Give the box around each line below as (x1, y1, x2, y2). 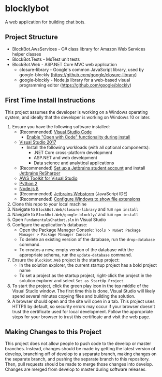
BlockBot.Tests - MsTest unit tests (12, 56, 80, 62)
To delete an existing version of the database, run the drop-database (19, 236, 155, 242)
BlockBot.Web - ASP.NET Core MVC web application (12, 61, 117, 67)
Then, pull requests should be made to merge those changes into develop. (5, 361, 153, 367)
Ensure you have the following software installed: (12, 123, 110, 129)
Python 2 (19, 180, 38, 186)
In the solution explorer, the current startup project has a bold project (19, 262, 157, 268)
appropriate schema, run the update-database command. (19, 252, 132, 257)
